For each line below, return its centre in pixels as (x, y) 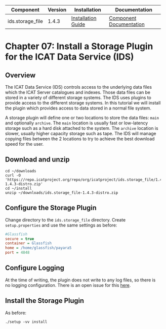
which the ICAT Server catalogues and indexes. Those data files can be (78, 92)
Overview (21, 75)
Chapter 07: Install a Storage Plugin (79, 46)
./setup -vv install (26, 322)
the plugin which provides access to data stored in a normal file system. (78, 108)
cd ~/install (19, 188)
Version (57, 10)
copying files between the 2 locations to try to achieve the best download (80, 139)
